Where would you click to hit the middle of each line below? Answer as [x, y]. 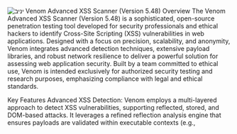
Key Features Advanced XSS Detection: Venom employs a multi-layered [112, 100]
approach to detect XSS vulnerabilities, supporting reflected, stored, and [114, 107]
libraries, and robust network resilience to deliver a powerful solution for [113, 56]
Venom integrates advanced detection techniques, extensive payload [109, 49]
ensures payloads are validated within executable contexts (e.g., [101, 123]
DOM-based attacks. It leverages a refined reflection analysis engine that [114, 115]
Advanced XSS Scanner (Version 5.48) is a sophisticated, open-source [111, 18]
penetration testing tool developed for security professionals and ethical [113, 26]
